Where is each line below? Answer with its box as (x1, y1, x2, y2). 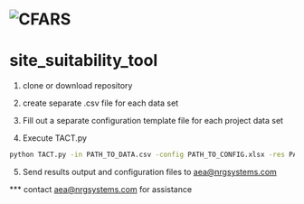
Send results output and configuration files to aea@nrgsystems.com (22, 167, 278, 177)
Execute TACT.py (22, 133, 88, 144)
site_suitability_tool (9, 51, 158, 71)
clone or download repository (22, 80, 133, 91)
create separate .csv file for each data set (22, 97, 179, 108)
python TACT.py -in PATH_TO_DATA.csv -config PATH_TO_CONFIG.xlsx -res (9, 150, 285, 160)
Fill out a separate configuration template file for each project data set (22, 116, 283, 126)
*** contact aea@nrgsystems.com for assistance (9, 184, 193, 194)
